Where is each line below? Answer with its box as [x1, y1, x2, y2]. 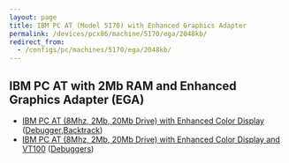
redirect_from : [9, 37, 65, 47]
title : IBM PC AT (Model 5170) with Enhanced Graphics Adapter [9, 21, 247, 30]
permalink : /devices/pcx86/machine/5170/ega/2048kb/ [9, 29, 208, 38]
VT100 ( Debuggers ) [21, 143, 95, 154]
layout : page [9, 12, 57, 22]
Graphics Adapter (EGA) [9, 92, 145, 107]
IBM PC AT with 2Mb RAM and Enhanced [9, 78, 237, 93]
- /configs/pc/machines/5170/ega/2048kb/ [17, 46, 172, 55]
